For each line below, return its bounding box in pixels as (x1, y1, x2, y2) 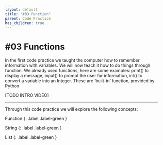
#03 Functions (5, 42, 65, 52)
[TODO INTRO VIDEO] (5, 92, 49, 98)
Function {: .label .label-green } (5, 116, 67, 121)
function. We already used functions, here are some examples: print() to (5, 68, 149, 73)
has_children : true (5, 20, 45, 26)
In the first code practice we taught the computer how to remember (5, 58, 140, 63)
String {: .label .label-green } (5, 125, 62, 131)
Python (5, 83, 19, 89)
